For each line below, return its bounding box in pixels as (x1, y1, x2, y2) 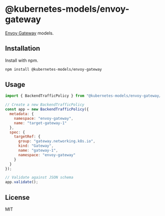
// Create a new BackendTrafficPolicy (5, 102, 84, 108)
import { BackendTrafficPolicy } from (5, 93, 84, 99)
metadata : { (9, 111, 34, 116)
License (5, 193, 30, 202)
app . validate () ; (5, 180, 38, 185)
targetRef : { (14, 134, 41, 139)
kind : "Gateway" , (18, 143, 54, 148)
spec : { (9, 130, 26, 135)
